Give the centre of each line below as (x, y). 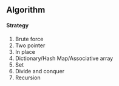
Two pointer (30, 45)
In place (25, 51)
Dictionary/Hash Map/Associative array (64, 58)
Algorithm (26, 10)
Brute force (29, 39)
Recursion (28, 78)
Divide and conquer (40, 71)
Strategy (18, 25)
